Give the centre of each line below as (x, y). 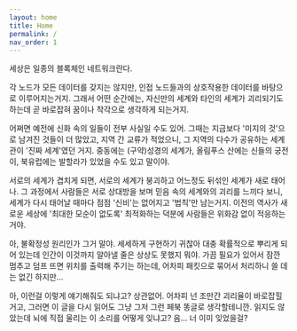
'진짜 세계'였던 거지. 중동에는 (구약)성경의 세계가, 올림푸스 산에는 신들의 (149, 151)
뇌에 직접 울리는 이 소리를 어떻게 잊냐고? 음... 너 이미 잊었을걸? (140, 318)
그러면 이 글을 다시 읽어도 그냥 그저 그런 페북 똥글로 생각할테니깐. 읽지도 (152, 307)
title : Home (31, 26)
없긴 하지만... (41, 277)
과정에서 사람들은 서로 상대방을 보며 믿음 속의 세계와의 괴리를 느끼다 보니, (156, 192)
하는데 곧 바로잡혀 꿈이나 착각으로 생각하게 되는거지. (99, 110)
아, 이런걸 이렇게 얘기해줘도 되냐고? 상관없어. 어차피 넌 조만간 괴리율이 (131, 296)
